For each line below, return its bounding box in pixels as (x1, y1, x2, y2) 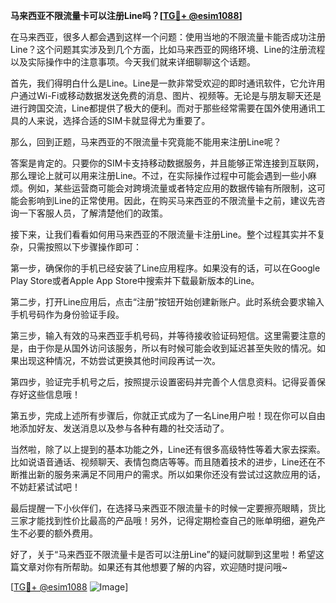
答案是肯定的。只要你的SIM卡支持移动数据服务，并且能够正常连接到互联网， (10, 157, 325, 169)
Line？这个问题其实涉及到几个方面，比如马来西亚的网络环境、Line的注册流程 (10, 44, 326, 55)
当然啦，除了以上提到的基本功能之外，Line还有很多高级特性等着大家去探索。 (10, 444, 326, 455)
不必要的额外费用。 (18, 527, 98, 539)
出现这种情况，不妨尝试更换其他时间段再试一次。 (18, 355, 221, 366)
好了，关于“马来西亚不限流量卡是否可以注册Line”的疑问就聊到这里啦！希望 (10, 549, 316, 560)
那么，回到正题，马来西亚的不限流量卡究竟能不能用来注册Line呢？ (10, 136, 282, 148)
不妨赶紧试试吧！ (10, 481, 81, 493)
